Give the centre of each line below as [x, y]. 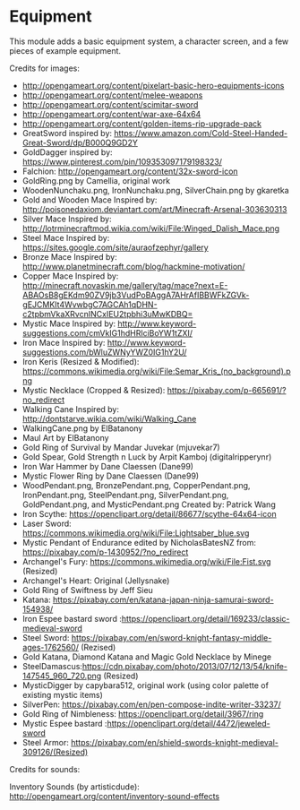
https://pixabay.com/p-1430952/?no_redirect [105, 552]
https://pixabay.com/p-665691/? [227, 390]
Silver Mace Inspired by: [67, 219]
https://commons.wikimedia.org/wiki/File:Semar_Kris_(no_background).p [156, 371]
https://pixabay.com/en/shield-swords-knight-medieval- [175, 742]
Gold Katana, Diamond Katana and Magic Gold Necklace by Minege [146, 657]
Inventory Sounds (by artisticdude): [75, 787]
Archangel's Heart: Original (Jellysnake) [96, 581]
